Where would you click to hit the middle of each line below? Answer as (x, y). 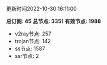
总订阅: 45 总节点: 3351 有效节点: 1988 (54, 21)
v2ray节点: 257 (33, 34)
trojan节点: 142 (33, 41)
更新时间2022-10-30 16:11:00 (41, 9)
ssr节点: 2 (27, 56)
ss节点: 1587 (30, 48)
